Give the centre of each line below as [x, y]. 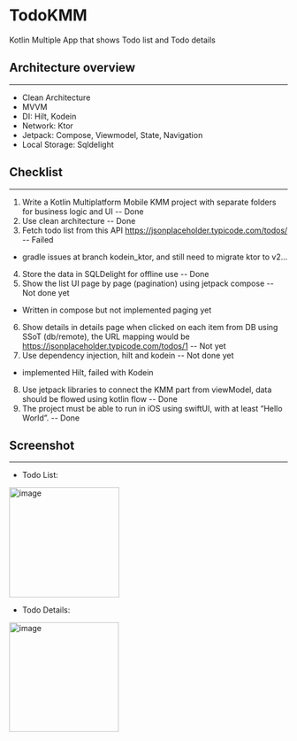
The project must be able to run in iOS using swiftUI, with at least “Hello [152, 408]
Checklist [36, 172]
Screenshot [42, 445]
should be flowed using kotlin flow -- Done [100, 398]
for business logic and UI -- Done [83, 211]
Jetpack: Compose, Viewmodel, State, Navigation [112, 135]
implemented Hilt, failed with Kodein [88, 372]
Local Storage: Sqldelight [68, 144]
